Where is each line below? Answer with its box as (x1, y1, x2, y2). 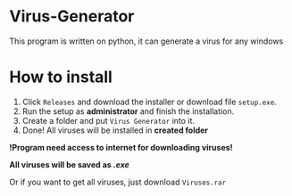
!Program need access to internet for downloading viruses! (9, 142, 234, 152)
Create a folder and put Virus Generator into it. (21, 115, 195, 126)
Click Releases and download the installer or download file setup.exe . (21, 96, 277, 107)
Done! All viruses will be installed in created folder (21, 125, 208, 135)
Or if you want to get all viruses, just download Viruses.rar (9, 176, 227, 187)
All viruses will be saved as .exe (9, 159, 129, 170)
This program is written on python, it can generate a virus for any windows (9, 36, 284, 46)
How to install (9, 67, 113, 87)
